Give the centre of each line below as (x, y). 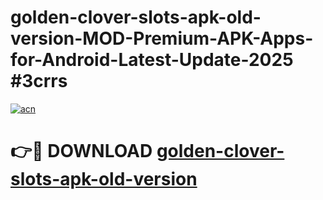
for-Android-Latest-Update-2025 (152, 60)
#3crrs (39, 81)
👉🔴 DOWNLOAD (81, 151)
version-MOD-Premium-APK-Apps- (162, 38)
